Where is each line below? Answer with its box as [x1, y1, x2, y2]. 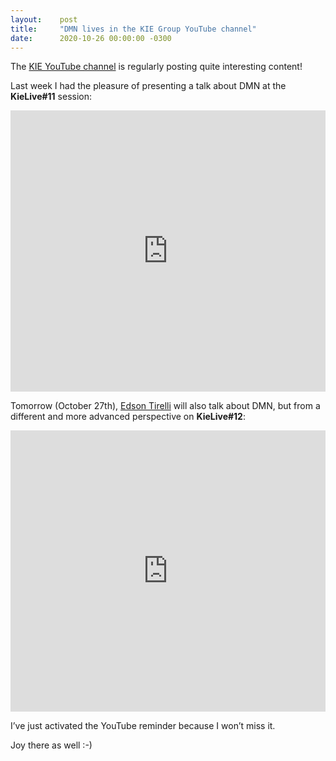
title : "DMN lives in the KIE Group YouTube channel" [10, 24, 257, 34]
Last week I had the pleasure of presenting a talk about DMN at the [10, 80, 287, 92]
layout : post [10, 14, 78, 25]
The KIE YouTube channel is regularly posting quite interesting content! [10, 61, 303, 73]
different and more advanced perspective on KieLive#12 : [10, 411, 246, 423]
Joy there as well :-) [10, 739, 93, 751]
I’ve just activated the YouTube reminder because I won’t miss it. [10, 720, 276, 732]
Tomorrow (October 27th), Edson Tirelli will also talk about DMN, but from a [10, 400, 321, 412]
